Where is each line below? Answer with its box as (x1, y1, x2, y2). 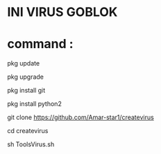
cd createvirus (7, 127, 49, 135)
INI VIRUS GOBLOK (7, 4, 118, 20)
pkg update (7, 59, 40, 68)
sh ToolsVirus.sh (7, 140, 55, 148)
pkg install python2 (7, 100, 62, 108)
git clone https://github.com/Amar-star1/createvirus (7, 113, 154, 122)
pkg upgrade (7, 72, 44, 81)
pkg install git (7, 86, 46, 95)
